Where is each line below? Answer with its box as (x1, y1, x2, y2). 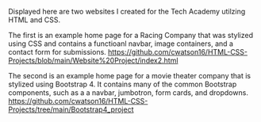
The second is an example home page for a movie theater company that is (8, 71, 251, 80)
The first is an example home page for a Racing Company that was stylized (8, 31, 254, 40)
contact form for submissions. (8, 48, 107, 56)
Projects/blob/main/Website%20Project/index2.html (8, 55, 178, 65)
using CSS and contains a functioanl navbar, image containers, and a (8, 39, 234, 48)
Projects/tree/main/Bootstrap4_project (8, 105, 134, 114)
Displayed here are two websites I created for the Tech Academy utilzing (8, 7, 246, 16)
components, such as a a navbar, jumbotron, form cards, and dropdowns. (8, 88, 248, 97)
